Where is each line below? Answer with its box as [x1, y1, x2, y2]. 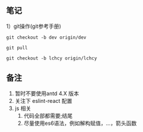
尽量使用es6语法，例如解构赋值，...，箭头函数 [23, 120, 137, 127]
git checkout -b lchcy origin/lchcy [6, 55, 97, 61]
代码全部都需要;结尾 [23, 112, 73, 119]
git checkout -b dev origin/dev [6, 34, 86, 40]
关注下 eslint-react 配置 [14, 97, 73, 104]
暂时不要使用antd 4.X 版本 [14, 90, 79, 97]
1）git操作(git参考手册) [6, 23, 61, 30]
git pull [6, 45, 28, 51]
